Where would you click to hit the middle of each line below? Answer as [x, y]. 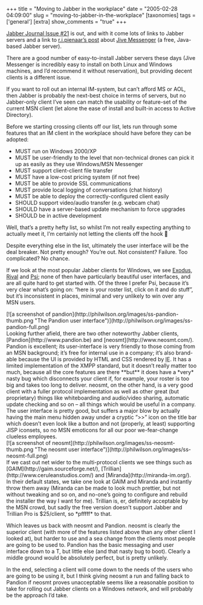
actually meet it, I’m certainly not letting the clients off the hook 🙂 [87, 234]
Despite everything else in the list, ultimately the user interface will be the [98, 246]
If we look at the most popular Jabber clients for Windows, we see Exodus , [99, 270]
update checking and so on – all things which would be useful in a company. [101, 404]
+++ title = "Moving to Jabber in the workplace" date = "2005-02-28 [92, 9]
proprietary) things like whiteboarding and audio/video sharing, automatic [98, 398]
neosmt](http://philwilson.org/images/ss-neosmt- [114, 443]
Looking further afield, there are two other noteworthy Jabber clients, [93, 333]
